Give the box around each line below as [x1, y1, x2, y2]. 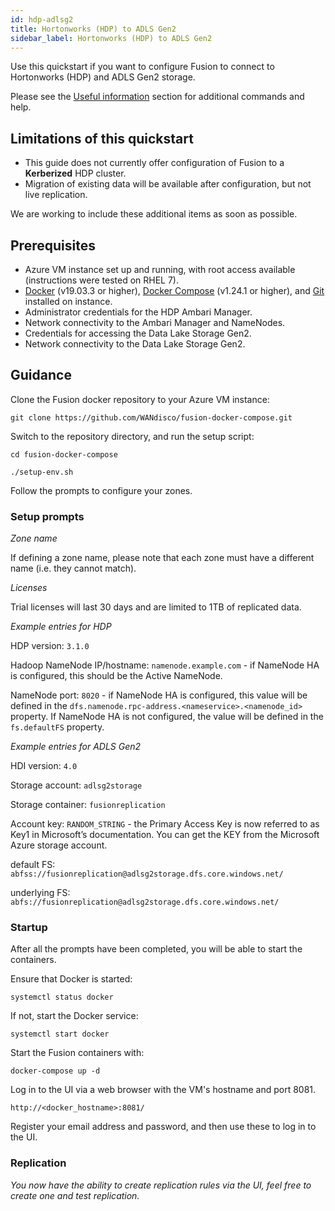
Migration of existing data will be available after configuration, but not [24, 178, 312, 190]
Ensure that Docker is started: [10, 973, 133, 985]
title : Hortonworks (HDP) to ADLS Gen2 [10, 24, 177, 34]
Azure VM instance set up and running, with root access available [24, 264, 296, 275]
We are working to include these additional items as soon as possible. [10, 208, 298, 220]
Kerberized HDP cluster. [24, 167, 127, 180]
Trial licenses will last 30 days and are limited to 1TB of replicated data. [10, 601, 302, 613]
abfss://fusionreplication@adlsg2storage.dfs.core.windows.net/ [10, 869, 284, 880]
